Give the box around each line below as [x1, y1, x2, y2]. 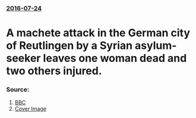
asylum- [134, 39, 177, 52]
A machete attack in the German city [6, 26, 191, 40]
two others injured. [6, 64, 102, 78]
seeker [6, 52, 41, 65]
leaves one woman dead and [43, 52, 187, 65]
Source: [6, 85, 30, 94]
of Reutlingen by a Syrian [6, 39, 132, 52]
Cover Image [14, 105, 46, 113]
